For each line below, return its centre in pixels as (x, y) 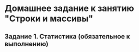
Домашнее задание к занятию (69, 8)
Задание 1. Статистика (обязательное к (67, 36)
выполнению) (27, 44)
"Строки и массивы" (49, 19)
